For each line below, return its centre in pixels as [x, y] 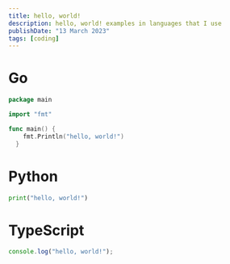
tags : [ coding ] [34, 38]
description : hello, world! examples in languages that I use [115, 23]
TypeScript [46, 230]
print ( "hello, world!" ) [48, 198]
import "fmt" [30, 115]
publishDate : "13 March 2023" [59, 31]
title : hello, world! [45, 16]
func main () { [32, 129]
